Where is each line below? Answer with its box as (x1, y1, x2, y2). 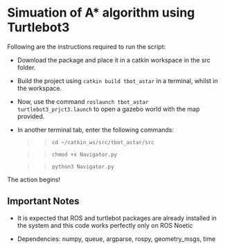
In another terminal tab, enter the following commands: (17, 125, 174, 134)
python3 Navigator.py (51, 163, 114, 170)
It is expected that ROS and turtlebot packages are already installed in (17, 213, 217, 222)
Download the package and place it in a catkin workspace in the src (17, 55, 211, 64)
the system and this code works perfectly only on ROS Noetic (17, 221, 193, 229)
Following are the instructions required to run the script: (7, 42, 166, 51)
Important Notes (7, 195, 80, 207)
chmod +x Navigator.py (51, 151, 118, 158)
